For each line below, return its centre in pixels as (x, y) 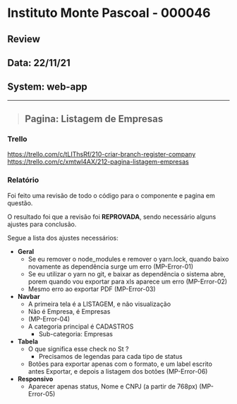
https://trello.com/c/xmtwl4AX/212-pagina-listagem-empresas (98, 162)
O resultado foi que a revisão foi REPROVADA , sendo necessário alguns (112, 216)
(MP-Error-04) (49, 319)
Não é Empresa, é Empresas (69, 311)
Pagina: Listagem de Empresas (94, 119)
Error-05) (42, 393)
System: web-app (48, 87)
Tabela (28, 341)
